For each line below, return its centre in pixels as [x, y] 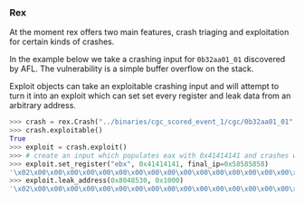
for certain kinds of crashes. [62, 41]
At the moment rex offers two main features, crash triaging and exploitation [149, 32]
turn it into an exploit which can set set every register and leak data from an [150, 96]
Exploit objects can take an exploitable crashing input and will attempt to [144, 87]
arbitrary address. [43, 106]
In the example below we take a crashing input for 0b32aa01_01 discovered [147, 60]
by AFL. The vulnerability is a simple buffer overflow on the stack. [132, 69]
